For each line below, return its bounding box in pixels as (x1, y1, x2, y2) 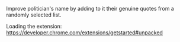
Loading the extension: (6, 23, 62, 30)
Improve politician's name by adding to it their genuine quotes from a (6, 5, 175, 12)
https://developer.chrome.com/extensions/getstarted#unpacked (6, 29, 163, 36)
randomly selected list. (6, 11, 62, 18)
